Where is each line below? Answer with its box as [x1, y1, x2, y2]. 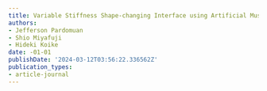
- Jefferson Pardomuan [8, 26, 83, 34]
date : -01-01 [8, 48, 52, 56]
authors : [8, 19, 37, 27]
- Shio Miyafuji [8, 33, 62, 42]
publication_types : [8, 63, 73, 71]
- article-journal [8, 70, 69, 78]
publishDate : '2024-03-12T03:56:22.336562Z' [8, 56, 158, 64]
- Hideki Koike [8, 41, 59, 49]
